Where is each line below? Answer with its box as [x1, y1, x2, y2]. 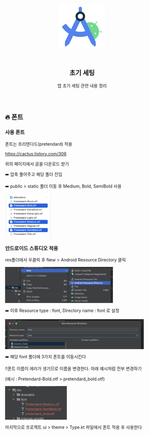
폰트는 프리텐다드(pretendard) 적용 [5, 141, 72, 147]
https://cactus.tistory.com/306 [5, 151, 67, 156]
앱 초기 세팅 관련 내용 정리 [57, 83, 107, 88]
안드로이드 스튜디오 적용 [5, 245, 59, 252]
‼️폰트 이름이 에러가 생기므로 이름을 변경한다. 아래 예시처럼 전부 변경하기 [5, 366, 142, 371]
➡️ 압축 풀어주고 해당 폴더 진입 [5, 171, 63, 177]
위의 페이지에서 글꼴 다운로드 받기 [5, 161, 69, 167]
